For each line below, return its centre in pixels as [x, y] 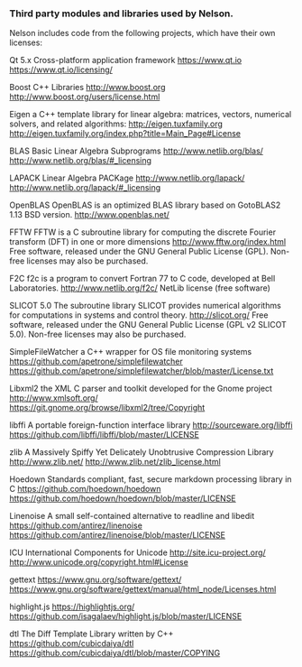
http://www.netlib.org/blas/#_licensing [80, 161]
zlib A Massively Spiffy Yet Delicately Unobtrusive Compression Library [142, 452]
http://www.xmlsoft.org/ [54, 398]
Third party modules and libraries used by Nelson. [122, 14]
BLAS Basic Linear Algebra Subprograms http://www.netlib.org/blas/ [137, 151]
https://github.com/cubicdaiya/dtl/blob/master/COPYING [115, 653]
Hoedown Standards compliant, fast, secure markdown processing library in [151, 479]
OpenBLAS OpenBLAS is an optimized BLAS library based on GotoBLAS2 [145, 205]
